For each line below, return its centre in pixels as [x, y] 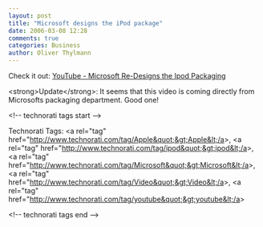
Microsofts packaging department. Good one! [83, 100]
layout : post [30, 16]
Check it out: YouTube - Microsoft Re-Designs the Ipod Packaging [117, 76]
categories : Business [45, 46]
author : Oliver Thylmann [50, 53]
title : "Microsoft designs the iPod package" [85, 23]
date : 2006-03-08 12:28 [48, 30]
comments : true [34, 38]
